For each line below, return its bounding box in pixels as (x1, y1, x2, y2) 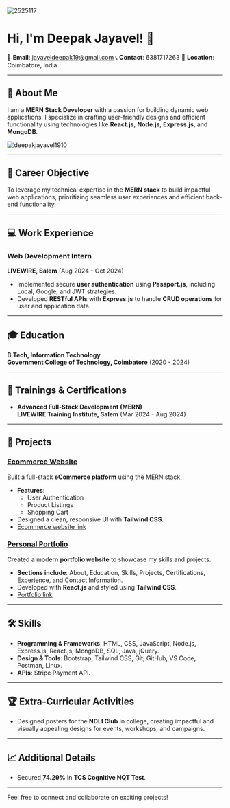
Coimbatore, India (7, 60, 57, 69)
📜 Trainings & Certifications (7, 385, 127, 396)
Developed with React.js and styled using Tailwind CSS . (16, 583, 177, 591)
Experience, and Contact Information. (16, 576, 123, 584)
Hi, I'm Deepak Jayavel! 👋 (7, 31, 155, 46)
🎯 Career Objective (7, 167, 90, 179)
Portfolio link (16, 590, 53, 598)
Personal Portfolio (7, 539, 68, 549)
